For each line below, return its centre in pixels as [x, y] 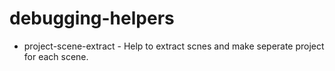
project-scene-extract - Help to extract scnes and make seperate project [174, 46]
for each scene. [56, 56]
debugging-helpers [92, 18]
